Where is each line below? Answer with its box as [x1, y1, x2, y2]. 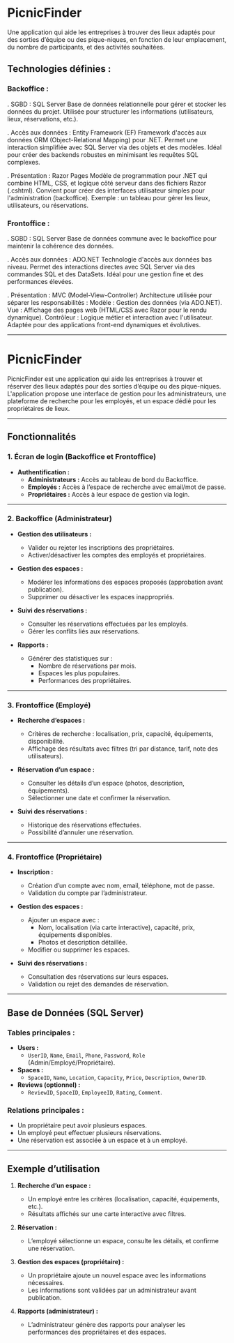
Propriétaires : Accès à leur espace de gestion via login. [27, 490, 190, 498]
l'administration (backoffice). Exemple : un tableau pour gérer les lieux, [7, 193, 210, 202]
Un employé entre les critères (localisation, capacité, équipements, [27, 1195, 220, 1203]
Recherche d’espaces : [17, 716, 86, 725]
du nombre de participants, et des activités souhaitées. [7, 43, 165, 51]
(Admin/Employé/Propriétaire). [27, 1058, 116, 1067]
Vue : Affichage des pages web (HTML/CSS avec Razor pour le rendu [7, 306, 208, 314]
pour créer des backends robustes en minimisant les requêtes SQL [7, 150, 198, 158]
